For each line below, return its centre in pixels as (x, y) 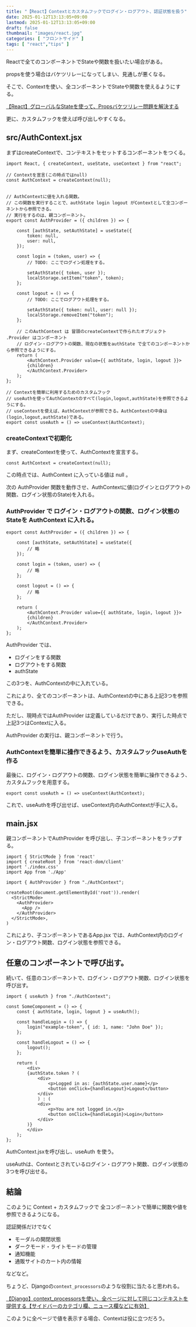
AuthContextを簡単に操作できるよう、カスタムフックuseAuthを (97, 752)
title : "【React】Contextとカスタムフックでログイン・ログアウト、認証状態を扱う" (97, 11)
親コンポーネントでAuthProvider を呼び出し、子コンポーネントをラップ (92, 839)
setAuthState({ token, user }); (67, 273)
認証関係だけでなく (29, 1227)
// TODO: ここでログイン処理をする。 (67, 262)
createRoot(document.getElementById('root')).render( (73, 893)
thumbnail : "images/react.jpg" (44, 33)
